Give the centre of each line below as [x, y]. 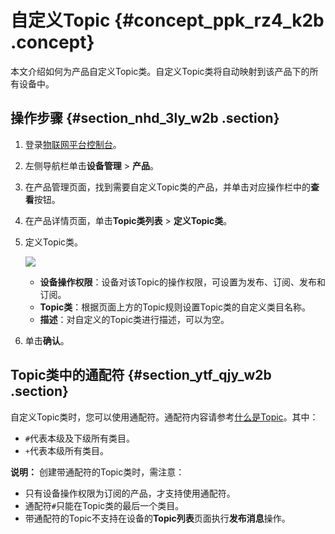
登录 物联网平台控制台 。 [73, 144]
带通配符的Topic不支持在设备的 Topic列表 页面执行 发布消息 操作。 [157, 518]
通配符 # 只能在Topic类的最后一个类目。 [104, 505]
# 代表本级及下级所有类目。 [79, 438]
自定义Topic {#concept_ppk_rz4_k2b [167, 20]
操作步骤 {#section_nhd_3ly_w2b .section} [145, 118]
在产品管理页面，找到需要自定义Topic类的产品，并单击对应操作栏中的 [168, 187]
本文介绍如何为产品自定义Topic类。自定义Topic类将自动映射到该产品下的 [160, 71]
